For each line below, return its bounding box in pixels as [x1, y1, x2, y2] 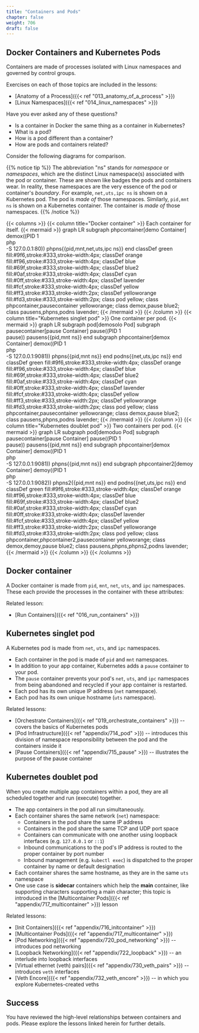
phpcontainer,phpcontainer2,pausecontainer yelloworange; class [6, 536, 166, 544]
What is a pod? [14, 129, 52, 136]
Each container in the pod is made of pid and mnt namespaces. [14, 656, 169, 663]
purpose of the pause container [14, 754, 93, 762]
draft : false [6, 25, 39, 32]
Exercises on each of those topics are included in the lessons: [6, 81, 158, 88]
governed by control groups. [6, 70, 76, 77]
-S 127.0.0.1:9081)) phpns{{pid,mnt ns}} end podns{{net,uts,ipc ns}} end [6, 352, 182, 360]
